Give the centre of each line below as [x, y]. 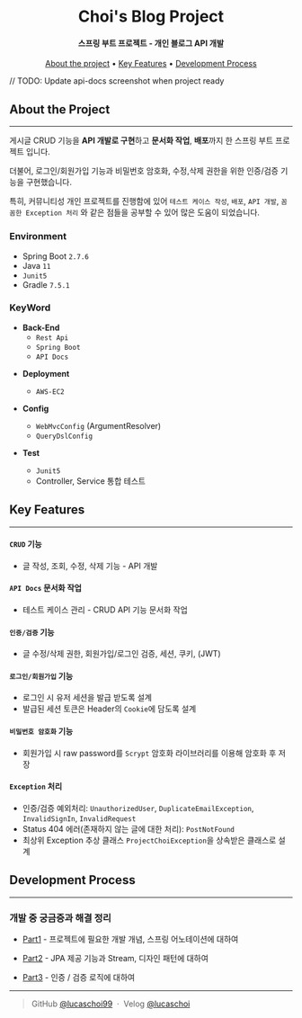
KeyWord [30, 308]
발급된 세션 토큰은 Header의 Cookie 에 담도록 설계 [109, 709]
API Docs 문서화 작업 [46, 588]
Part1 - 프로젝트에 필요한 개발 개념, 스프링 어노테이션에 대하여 [130, 939]
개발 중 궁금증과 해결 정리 [61, 917]
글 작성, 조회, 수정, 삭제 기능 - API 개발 [90, 566]
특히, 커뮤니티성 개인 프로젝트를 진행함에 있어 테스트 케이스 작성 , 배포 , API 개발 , [144, 201]
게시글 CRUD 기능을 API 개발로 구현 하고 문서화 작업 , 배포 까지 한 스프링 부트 [142, 140]
